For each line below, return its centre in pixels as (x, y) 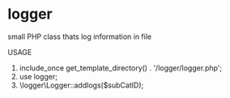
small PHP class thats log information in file (79, 36)
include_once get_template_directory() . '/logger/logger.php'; (121, 68)
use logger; (38, 76)
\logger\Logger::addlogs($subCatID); (81, 85)
